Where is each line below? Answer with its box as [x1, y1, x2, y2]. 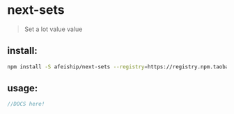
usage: [7, 82, 38, 95]
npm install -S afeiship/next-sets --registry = [7, 63, 148, 70]
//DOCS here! [7, 101, 45, 108]
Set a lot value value [24, 25, 83, 33]
